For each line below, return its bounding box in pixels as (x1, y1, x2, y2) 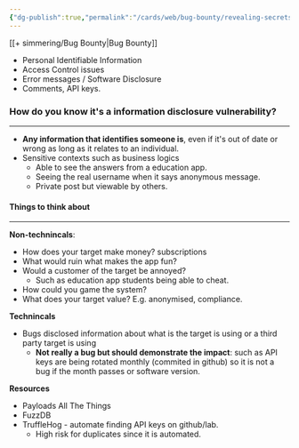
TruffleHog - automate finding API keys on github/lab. (21, 420, 219, 430)
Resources (9, 383, 51, 394)
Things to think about (9, 201, 91, 212)
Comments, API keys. (21, 83, 101, 93)
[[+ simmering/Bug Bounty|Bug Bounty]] (9, 37, 158, 48)
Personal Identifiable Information (21, 54, 142, 65)
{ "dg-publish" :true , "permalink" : (9, 12, 133, 22)
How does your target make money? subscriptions (21, 246, 207, 258)
